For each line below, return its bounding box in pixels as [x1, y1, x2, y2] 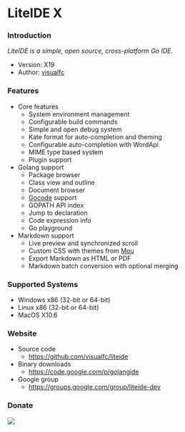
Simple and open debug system [28, 125, 122, 134]
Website [7, 328, 37, 338]
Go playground [28, 223, 73, 232]
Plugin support [28, 155, 72, 164]
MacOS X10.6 [17, 311, 59, 319]
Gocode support [28, 193, 77, 201]
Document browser [28, 186, 86, 194]
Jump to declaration [28, 209, 88, 217]
